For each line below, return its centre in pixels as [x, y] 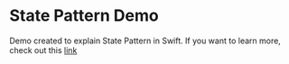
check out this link [43, 50]
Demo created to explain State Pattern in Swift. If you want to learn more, [145, 41]
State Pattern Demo [84, 16]
